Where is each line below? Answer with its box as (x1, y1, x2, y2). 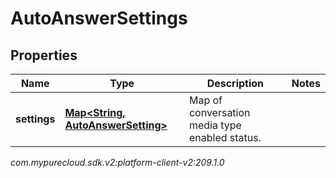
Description (206, 77, 265, 90)
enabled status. (188, 131, 262, 144)
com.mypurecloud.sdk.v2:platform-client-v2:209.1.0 (10, 157, 225, 168)
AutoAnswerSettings (10, 7, 188, 30)
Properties (10, 47, 78, 64)
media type (188, 118, 242, 132)
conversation (188, 106, 251, 119)
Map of (188, 93, 223, 107)
